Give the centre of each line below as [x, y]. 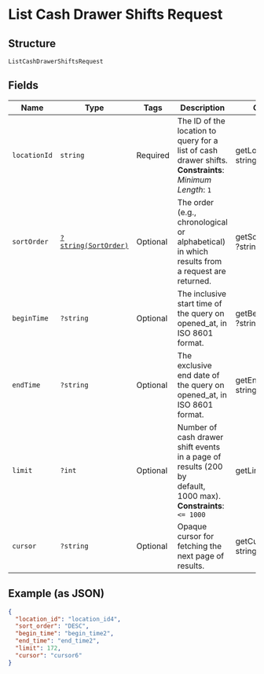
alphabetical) [202, 241]
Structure [32, 44]
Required [153, 155]
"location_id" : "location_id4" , [68, 619]
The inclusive [202, 294]
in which [193, 251]
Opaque [192, 526]
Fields [24, 85]
